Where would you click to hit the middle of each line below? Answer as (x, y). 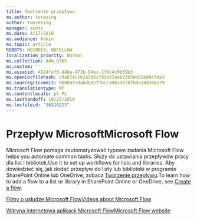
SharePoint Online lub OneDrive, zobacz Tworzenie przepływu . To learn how (98, 175)
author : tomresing (29, 22)
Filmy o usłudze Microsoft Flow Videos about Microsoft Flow (79, 199)
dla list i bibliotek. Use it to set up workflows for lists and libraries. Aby (91, 163)
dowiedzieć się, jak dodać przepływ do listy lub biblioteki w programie (91, 169)
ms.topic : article (29, 45)
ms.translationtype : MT (35, 88)
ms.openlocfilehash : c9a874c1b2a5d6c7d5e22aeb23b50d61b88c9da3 (86, 77)
